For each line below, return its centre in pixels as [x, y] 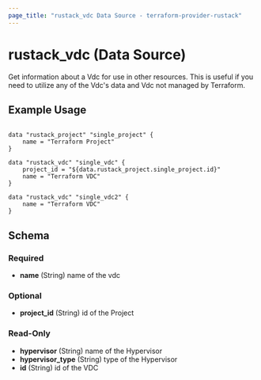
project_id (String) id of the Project [77, 313]
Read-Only [30, 333]
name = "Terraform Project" [68, 142]
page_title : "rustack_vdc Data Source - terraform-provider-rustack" [125, 15]
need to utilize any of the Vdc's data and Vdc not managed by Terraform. [127, 85]
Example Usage [47, 110]
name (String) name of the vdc [70, 275]
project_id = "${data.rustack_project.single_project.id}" [122, 170]
